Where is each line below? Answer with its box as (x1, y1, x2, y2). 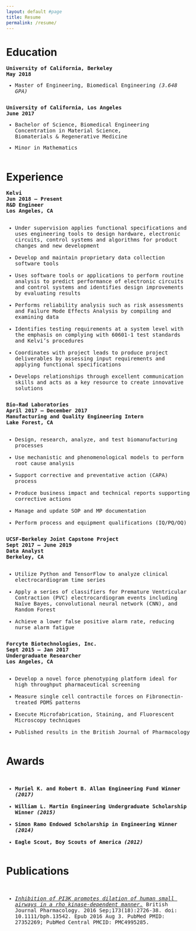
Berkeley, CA (6, 554, 44, 560)
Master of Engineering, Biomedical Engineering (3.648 (14, 82, 178, 89)
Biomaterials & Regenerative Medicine (14, 133, 128, 140)
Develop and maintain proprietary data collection (14, 254, 165, 261)
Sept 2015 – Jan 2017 (6, 646, 69, 654)
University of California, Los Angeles (6, 105, 122, 111)
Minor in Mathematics (14, 144, 78, 152)
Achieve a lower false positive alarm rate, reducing (14, 618, 175, 625)
